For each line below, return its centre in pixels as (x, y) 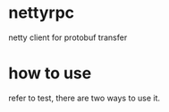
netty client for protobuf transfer (68, 37)
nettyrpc (42, 13)
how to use (50, 73)
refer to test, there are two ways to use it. (84, 98)
